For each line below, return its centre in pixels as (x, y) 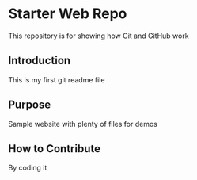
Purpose (30, 105)
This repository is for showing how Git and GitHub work (98, 36)
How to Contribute (55, 149)
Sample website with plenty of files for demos (83, 124)
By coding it (28, 168)
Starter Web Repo (68, 14)
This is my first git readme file (57, 79)
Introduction (40, 61)
